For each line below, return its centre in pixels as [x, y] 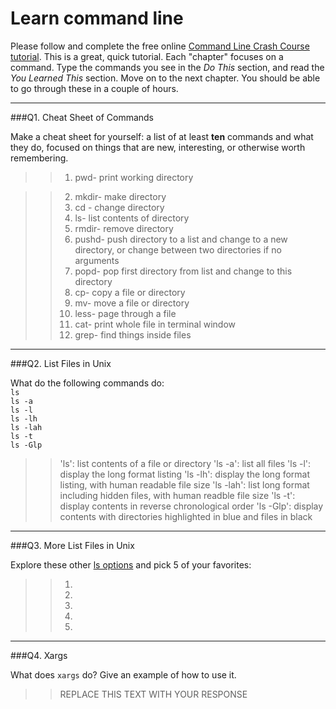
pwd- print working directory [134, 177]
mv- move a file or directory [132, 303]
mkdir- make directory [120, 196]
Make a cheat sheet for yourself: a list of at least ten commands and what [162, 136]
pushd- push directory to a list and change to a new [181, 239]
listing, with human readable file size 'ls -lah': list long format [184, 484]
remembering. [39, 158]
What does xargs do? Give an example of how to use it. [123, 674]
